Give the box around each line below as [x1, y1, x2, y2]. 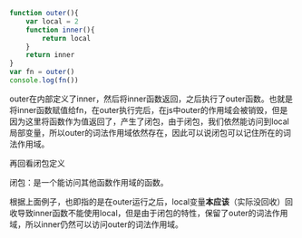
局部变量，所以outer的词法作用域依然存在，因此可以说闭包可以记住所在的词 [9, 127, 292, 138]
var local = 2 [25, 16, 79, 26]
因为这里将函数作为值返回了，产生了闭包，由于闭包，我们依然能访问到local [9, 116, 290, 127]
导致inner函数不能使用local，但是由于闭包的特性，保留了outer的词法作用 [16, 207, 288, 218]
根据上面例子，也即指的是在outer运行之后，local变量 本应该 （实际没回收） [9, 195, 286, 207]
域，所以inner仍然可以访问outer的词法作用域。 [9, 218, 183, 230]
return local [42, 33, 92, 43]
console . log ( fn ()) [9, 76, 79, 85]
